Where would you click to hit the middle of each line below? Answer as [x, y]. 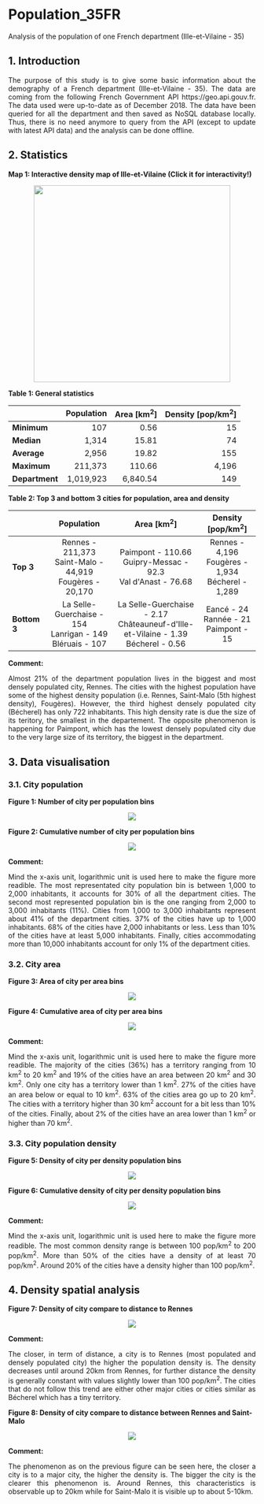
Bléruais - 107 [80, 644]
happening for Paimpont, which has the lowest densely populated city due [132, 729]
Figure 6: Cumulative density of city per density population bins [115, 1190]
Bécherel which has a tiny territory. [65, 1397]
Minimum [30, 427]
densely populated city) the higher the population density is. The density [132, 1363]
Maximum [31, 466]
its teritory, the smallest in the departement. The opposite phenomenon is [132, 720]
